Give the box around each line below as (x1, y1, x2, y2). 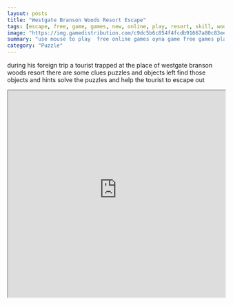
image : (7, 29, 26, 37)
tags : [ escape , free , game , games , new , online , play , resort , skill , (7, 23, 214, 30)
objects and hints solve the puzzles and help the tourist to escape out (7, 76, 205, 83)
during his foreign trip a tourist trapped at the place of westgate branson (7, 61, 213, 69)
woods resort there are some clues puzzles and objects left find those (7, 68, 206, 77)
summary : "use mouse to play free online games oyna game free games (7, 36, 214, 43)
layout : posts (7, 10, 48, 17)
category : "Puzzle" (7, 42, 63, 49)
